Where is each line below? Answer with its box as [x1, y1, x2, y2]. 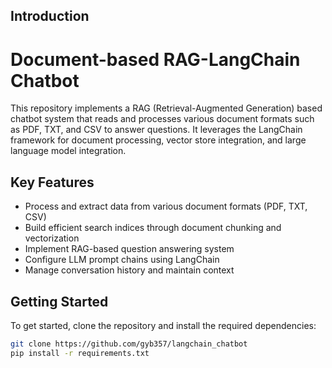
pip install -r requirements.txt [10, 348, 150, 358]
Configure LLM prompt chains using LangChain [24, 254, 220, 266]
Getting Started [10, 293, 109, 310]
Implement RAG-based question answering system [24, 243, 235, 255]
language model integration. [10, 145, 127, 157]
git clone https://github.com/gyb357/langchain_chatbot [10, 339, 248, 349]
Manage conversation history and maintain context [24, 264, 235, 276]
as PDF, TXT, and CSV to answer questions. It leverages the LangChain [10, 124, 303, 136]
